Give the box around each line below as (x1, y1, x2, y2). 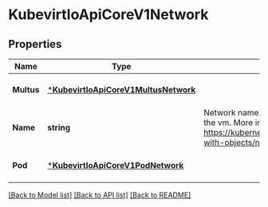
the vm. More (203, 117, 254, 128)
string (47, 122, 71, 133)
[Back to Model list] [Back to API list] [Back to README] (8, 190, 191, 200)
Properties (8, 37, 62, 51)
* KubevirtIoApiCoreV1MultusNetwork (47, 84, 196, 95)
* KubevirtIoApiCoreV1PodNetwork (47, 160, 184, 170)
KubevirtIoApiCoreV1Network (8, 6, 209, 24)
